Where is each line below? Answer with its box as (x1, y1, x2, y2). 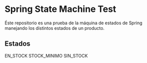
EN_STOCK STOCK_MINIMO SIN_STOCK (4, 53, 88, 59)
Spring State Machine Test (4, 3, 116, 15)
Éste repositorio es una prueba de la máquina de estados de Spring (4, 20, 143, 26)
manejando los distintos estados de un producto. (4, 25, 105, 31)
